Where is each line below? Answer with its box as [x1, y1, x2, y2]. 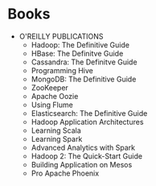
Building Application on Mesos [31, 159, 133, 169]
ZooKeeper [31, 82, 69, 93]
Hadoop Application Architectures [31, 117, 144, 126]
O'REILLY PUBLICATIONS [18, 31, 104, 41]
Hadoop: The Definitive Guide [31, 39, 130, 49]
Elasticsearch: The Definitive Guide [31, 108, 148, 118]
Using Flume [31, 100, 73, 110]
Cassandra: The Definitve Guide [31, 57, 138, 67]
